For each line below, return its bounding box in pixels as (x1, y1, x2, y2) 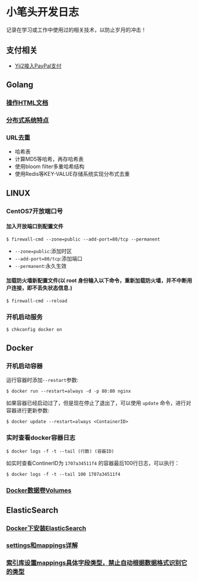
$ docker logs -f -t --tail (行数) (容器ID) (6, 449, 114, 454)
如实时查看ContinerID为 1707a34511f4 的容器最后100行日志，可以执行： (6, 460, 180, 467)
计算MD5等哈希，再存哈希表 (14, 156, 84, 163)
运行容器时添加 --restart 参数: (6, 376, 79, 383)
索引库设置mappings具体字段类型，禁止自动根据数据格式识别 (6, 559, 181, 567)
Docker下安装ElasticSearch (6, 524, 87, 532)
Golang (6, 80, 34, 90)
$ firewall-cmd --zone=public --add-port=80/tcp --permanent (6, 236, 161, 242)
